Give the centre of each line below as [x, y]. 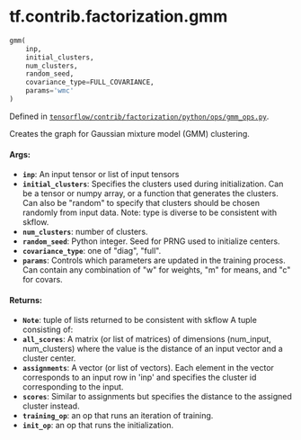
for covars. [42, 280]
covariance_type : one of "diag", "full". [92, 251]
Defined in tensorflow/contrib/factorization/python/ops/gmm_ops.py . [139, 116]
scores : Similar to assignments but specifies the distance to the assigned [157, 397]
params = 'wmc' [50, 91]
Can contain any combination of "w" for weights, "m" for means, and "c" [156, 270]
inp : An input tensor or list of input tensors [101, 175]
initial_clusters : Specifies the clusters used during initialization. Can [153, 184]
